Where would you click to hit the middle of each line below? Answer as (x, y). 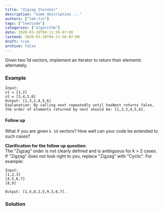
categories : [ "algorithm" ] (33, 28)
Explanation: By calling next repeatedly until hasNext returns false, (80, 105)
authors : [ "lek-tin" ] (27, 19)
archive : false (21, 46)
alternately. (16, 65)
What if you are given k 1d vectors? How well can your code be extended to (81, 131)
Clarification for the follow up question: (46, 146)
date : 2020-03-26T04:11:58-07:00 (39, 32)
